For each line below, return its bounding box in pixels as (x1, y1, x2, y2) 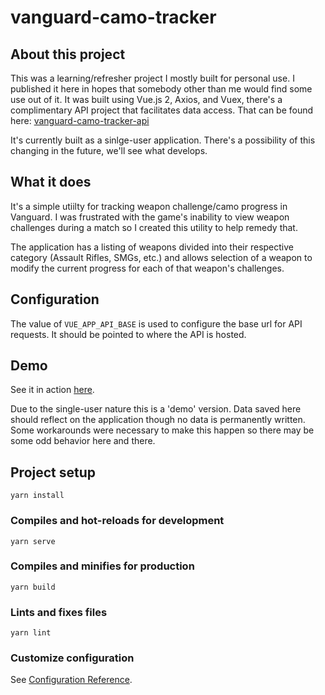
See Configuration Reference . (10, 674, 133, 686)
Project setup (10, 464, 97, 481)
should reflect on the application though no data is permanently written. (10, 414, 306, 426)
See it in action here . (10, 384, 95, 396)
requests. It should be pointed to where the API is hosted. (10, 328, 247, 340)
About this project (10, 46, 126, 63)
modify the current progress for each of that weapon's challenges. (10, 262, 285, 274)
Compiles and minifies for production (10, 559, 195, 573)
